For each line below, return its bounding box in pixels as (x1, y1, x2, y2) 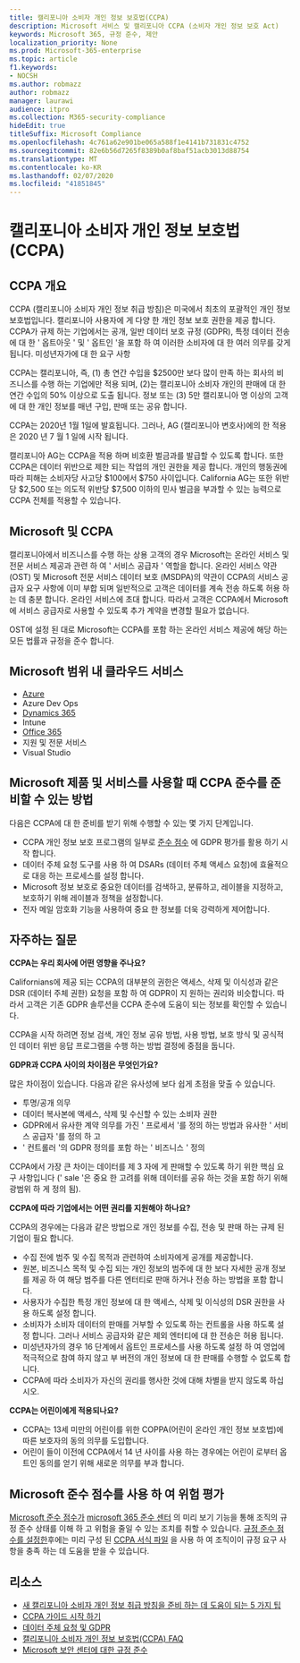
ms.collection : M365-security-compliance (9, 113, 166, 122)
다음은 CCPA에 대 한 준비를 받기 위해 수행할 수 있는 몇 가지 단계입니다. (9, 817, 254, 828)
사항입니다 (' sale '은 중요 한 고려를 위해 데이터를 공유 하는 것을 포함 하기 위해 (18, 1173, 288, 1183)
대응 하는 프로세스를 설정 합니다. (31, 870, 145, 881)
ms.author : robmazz (9, 80, 82, 89)
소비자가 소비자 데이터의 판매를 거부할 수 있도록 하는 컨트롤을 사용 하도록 (21, 1319, 275, 1330)
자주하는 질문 (9, 932, 78, 947)
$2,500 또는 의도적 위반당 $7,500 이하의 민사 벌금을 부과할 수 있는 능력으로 (18, 484, 282, 495)
